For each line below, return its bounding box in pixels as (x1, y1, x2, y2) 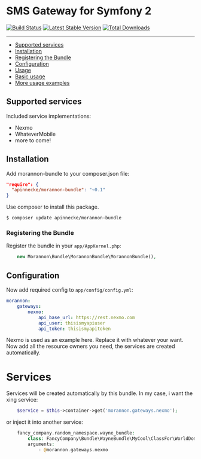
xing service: (6, 396, 38, 403)
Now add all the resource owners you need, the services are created (6, 342, 175, 350)
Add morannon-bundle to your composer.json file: (6, 170, 130, 177)
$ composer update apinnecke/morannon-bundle (6, 215, 121, 221)
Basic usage (14, 73, 45, 80)
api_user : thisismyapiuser (38, 320, 106, 326)
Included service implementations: (6, 112, 92, 120)
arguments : (28, 441, 55, 447)
